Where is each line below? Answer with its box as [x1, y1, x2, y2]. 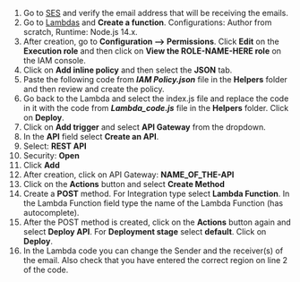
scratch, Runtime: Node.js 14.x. [22, 27, 138, 37]
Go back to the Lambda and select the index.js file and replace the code [22, 93, 289, 104]
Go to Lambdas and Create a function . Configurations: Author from [22, 17, 272, 28]
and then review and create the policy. [22, 84, 165, 94]
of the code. [22, 264, 69, 275]
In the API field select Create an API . [22, 132, 159, 141]
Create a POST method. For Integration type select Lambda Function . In [22, 188, 290, 199]
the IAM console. [22, 56, 86, 65]
